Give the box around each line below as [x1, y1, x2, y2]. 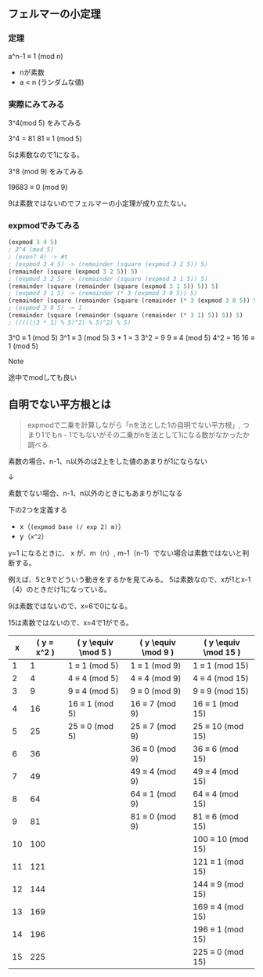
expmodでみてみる [8, 220, 81, 231]
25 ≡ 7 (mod [130, 720, 176, 731]
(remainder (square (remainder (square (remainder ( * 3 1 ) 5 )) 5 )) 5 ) [8, 312, 243, 319]
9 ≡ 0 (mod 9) [130, 685, 182, 696]
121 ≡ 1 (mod [193, 856, 244, 867]
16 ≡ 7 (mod [130, 698, 176, 709]
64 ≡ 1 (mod [130, 788, 176, 799]
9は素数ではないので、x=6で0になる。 [8, 601, 132, 611]
